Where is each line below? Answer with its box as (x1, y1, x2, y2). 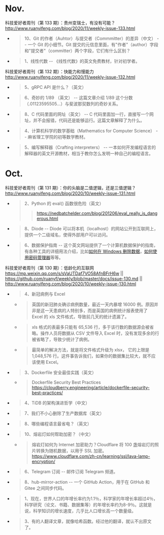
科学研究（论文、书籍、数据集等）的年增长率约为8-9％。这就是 (24, 502, 152, 508)
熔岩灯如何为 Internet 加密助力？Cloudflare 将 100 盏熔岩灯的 (31, 441, 155, 447)
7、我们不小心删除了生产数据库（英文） (24, 410, 104, 416)
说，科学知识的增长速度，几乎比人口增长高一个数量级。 (24, 508, 136, 513)
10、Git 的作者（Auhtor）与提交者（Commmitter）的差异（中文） (24, 35, 156, 41)
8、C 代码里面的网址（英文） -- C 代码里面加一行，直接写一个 (24, 111, 150, 117)
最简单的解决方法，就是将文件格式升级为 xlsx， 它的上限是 (31, 347, 150, 352)
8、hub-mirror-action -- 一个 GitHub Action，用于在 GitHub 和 (24, 479, 150, 485)
